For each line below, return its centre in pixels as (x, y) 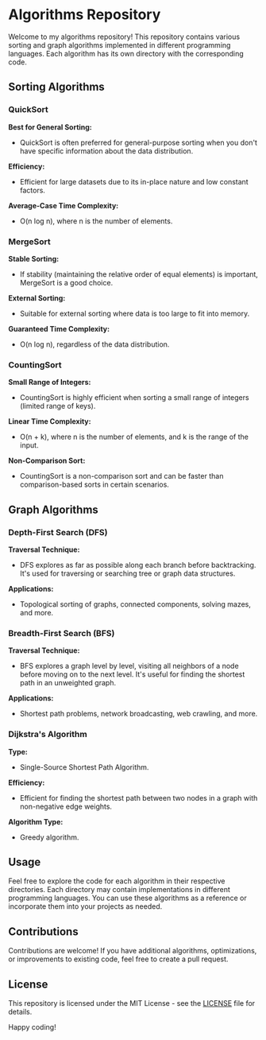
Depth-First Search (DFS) (58, 532)
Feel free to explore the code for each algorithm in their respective (117, 881)
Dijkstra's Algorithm (48, 735)
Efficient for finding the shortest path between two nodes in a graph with (139, 797)
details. (20, 1011)
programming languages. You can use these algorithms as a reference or (128, 898)
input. (29, 445)
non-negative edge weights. (66, 806)
